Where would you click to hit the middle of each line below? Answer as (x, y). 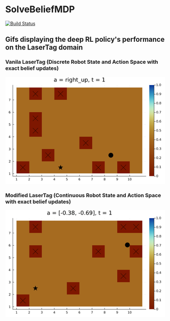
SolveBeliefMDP (40, 9)
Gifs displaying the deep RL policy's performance (85, 39)
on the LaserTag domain (44, 48)
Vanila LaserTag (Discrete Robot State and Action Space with (82, 62)
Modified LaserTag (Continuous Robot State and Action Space (83, 195)
